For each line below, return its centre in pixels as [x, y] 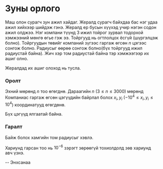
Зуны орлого [33, 9]
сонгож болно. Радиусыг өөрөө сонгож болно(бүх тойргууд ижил [74, 48]
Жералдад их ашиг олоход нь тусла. [43, 68]
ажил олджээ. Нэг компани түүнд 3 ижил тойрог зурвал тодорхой [74, 32]
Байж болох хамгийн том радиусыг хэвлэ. [49, 137]
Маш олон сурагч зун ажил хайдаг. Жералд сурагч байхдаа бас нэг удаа [81, 22]
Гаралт [14, 127]
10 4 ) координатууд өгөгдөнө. [35, 104]
